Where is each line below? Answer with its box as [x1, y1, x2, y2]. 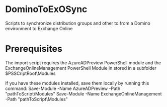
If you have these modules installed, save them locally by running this [5, 80, 149, 86]
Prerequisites [5, 43, 63, 55]
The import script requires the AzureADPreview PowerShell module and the [5, 59, 161, 66]
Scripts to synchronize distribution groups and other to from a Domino [5, 20, 151, 26]
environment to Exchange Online [5, 25, 73, 31]
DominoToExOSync [5, 4, 88, 15]
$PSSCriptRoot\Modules [5, 70, 56, 76]
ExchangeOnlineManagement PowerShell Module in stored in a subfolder [5, 65, 157, 71]
